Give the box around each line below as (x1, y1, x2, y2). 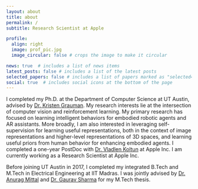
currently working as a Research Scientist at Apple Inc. (6, 152, 140, 159)
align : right (11, 41, 44, 47)
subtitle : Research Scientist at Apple (6, 25, 104, 31)
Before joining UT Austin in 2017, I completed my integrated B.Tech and (6, 164, 179, 171)
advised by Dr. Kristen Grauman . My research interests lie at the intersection (6, 102, 192, 109)
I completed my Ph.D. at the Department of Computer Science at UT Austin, (6, 96, 190, 103)
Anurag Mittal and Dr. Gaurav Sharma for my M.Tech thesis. (6, 176, 151, 183)
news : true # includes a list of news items (6, 63, 120, 69)
